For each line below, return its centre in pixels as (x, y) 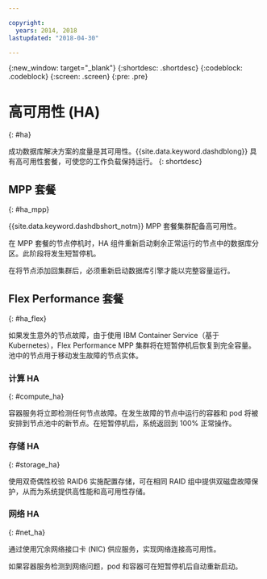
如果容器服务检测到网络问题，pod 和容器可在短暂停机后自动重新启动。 (125, 566)
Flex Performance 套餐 (66, 299)
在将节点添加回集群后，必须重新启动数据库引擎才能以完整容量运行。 (121, 271)
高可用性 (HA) (54, 112)
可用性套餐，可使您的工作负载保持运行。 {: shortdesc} (112, 162)
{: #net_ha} (27, 532)
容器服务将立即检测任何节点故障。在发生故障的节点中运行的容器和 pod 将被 (133, 413)
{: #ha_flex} (27, 318)
